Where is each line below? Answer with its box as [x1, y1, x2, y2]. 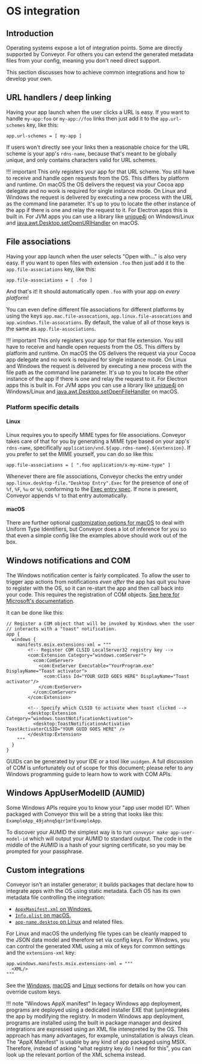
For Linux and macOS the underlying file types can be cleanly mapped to [6, 930, 187, 937]
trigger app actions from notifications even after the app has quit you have [6, 578, 191, 585]
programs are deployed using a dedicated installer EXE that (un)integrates [6, 1006, 189, 1013]
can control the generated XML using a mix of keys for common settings [6, 943, 185, 950]
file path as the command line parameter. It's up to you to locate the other [6, 369, 188, 376]
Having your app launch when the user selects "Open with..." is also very [6, 252, 187, 260]
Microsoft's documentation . [6, 597, 75, 604]
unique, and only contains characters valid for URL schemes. [6, 156, 158, 163]
